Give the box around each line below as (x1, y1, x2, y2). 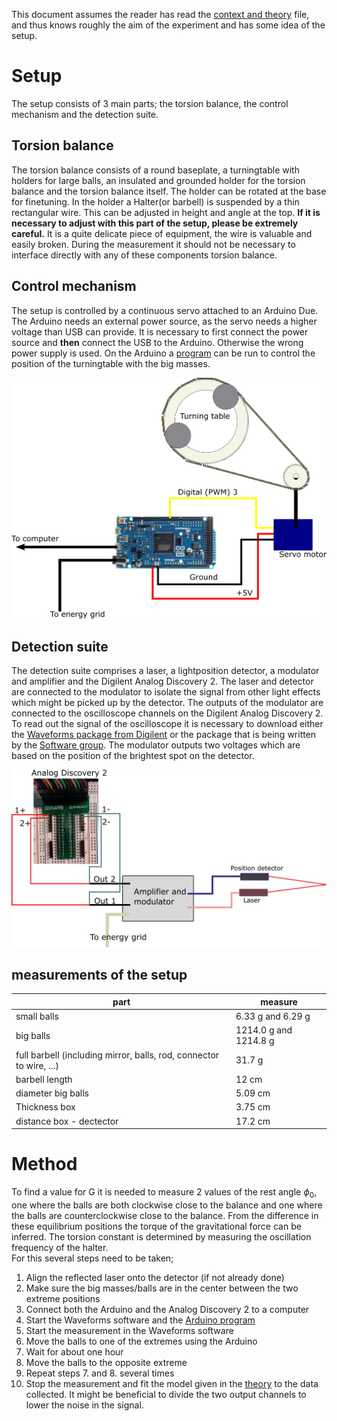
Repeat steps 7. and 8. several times (25, 1367, 175, 1379)
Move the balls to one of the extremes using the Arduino (25, 1335, 258, 1347)
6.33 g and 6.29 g (235, 1010, 311, 1023)
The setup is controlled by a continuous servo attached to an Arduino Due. (11, 304, 319, 316)
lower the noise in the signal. (25, 1399, 144, 1411)
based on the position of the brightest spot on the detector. (11, 750, 255, 762)
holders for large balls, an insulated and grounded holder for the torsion (11, 174, 306, 186)
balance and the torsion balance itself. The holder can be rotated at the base (11, 185, 327, 197)
